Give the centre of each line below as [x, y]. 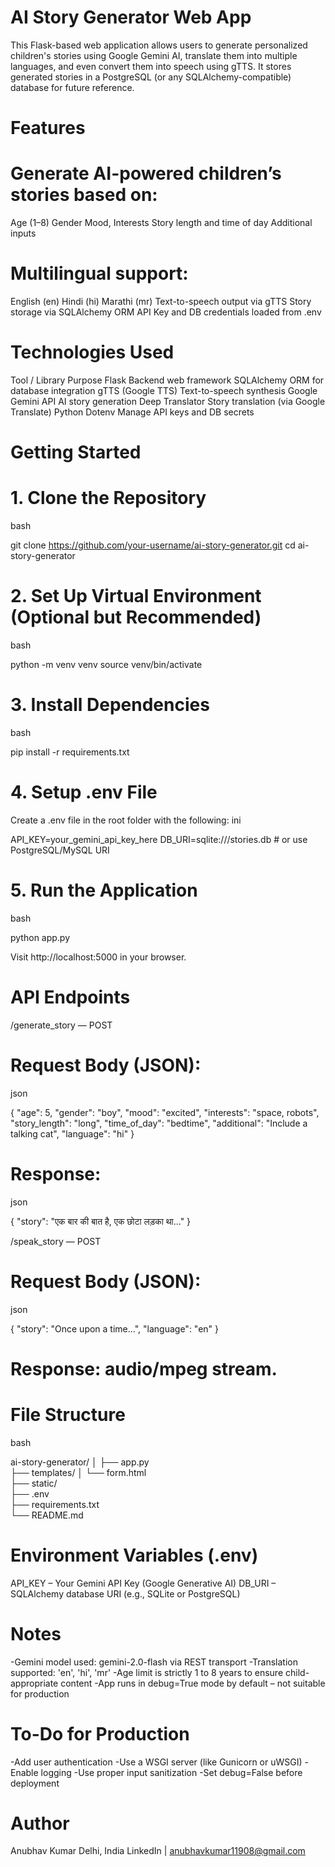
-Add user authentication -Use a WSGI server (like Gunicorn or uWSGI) [156, 1762]
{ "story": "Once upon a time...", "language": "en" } [115, 1328]
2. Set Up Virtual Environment [136, 596]
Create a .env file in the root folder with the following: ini [126, 820]
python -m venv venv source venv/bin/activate [106, 664]
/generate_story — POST [61, 1025]
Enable [24, 1772]
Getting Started [76, 452]
